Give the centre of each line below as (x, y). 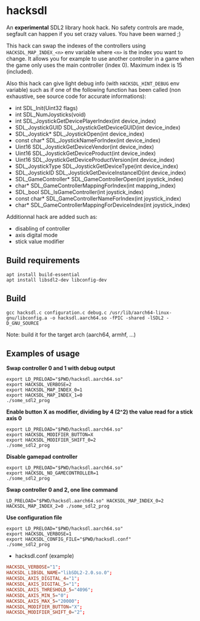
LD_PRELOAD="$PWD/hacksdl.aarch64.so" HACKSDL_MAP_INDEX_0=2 (85, 501)
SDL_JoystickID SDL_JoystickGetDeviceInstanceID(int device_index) (101, 172)
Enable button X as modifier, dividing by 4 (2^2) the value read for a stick (100, 412)
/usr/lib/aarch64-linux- (141, 313)
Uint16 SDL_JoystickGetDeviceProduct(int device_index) (85, 153)
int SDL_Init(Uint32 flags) (46, 108)
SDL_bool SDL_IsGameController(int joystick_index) (79, 192)
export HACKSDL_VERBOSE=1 (39, 534)
